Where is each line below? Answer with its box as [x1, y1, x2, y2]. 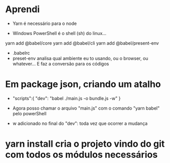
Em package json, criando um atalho [5, 79, 161, 90]
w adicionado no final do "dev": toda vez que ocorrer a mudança [12, 120, 148, 126]
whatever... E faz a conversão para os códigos [12, 60, 109, 67]
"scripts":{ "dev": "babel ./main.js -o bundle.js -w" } [12, 95, 121, 101]
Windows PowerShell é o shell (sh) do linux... [12, 30, 107, 36]
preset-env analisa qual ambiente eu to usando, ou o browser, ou [12, 55, 148, 61]
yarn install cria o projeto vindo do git [5, 138, 165, 150]
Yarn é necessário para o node [12, 20, 77, 26]
